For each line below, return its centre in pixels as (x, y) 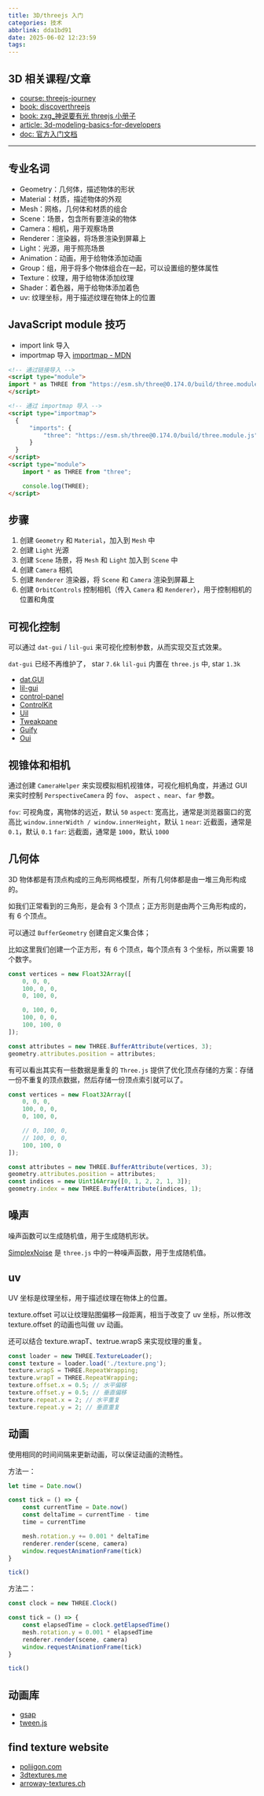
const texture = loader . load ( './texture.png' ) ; (88, 1364)
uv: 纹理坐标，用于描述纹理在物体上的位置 (87, 297)
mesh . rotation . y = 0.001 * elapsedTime (88, 1632)
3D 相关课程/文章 (49, 78)
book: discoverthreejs (55, 106)
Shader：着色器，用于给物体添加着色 (79, 288)
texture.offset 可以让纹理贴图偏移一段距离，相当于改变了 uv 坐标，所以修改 (130, 1314)
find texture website (59, 1748)
